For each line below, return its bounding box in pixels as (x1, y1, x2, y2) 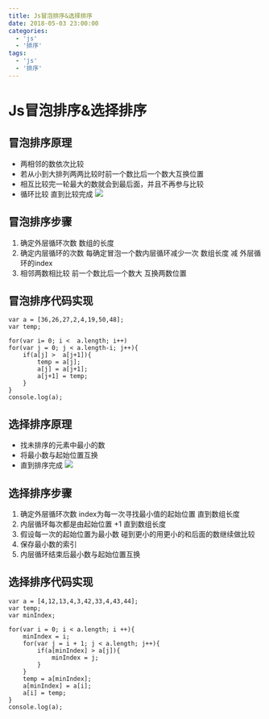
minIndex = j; (51, 654, 99, 662)
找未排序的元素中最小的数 (19, 440, 106, 450)
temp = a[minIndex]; (23, 675, 92, 683)
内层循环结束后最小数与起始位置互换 (19, 550, 141, 559)
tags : (8, 49, 27, 57)
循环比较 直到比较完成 (19, 189, 93, 198)
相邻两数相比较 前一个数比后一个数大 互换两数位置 (19, 268, 187, 278)
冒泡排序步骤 (8, 215, 72, 229)
